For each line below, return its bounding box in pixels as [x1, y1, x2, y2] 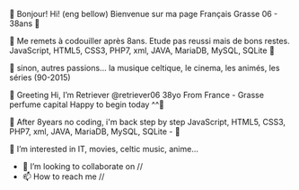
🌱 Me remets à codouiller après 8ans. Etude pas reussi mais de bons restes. [9, 36, 290, 46]
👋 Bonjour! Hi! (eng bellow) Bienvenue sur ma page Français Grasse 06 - [9, 9, 278, 19]
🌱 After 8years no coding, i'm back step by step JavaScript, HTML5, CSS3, [9, 117, 286, 127]
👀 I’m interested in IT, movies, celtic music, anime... [9, 144, 199, 154]
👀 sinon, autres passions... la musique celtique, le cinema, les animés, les [9, 63, 280, 73]
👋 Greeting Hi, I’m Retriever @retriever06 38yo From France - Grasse [9, 90, 265, 100]
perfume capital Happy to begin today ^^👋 [9, 99, 164, 110]
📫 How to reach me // [22, 171, 105, 182]
